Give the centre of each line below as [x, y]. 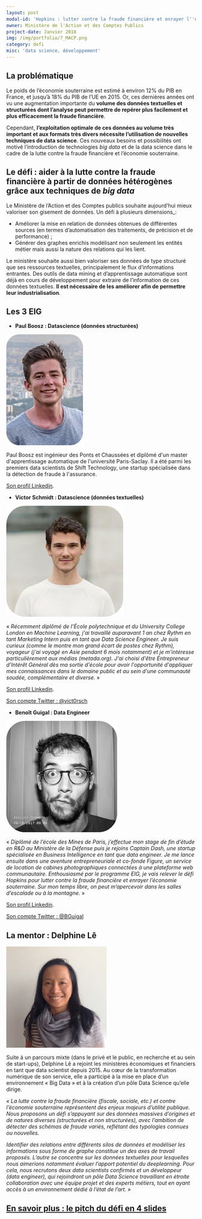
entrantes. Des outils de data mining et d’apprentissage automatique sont [97, 273]
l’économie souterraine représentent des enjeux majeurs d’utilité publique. [98, 1108]
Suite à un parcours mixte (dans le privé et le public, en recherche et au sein [101, 1057]
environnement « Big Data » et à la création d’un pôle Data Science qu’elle [98, 1083]
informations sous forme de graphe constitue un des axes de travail [90, 1151]
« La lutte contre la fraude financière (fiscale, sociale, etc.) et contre [91, 1101]
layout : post [23, 13]
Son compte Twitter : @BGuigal [45, 916]
